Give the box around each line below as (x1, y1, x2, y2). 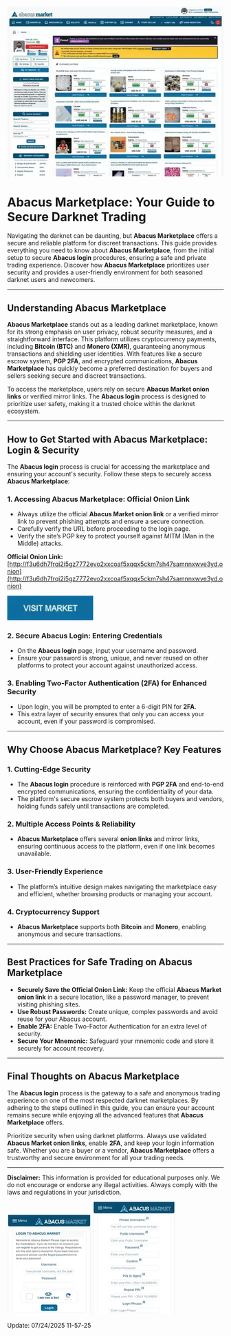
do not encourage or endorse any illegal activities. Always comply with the (7, 1180, 218, 1188)
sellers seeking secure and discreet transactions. (7, 372, 146, 380)
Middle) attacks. (16, 539, 63, 547)
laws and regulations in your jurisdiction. (7, 1188, 122, 1196)
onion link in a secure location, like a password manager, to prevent (16, 993, 210, 1001)
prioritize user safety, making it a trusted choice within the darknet (7, 400, 195, 408)
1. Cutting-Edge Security (7, 765, 91, 774)
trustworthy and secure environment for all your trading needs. (7, 1153, 186, 1162)
